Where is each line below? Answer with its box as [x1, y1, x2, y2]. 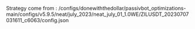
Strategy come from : [6, 5, 57, 11]
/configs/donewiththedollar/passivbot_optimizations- [58, 5, 186, 11]
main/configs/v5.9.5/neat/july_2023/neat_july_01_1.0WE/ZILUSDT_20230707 [6, 11, 189, 18]
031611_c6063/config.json [6, 17, 69, 23]
